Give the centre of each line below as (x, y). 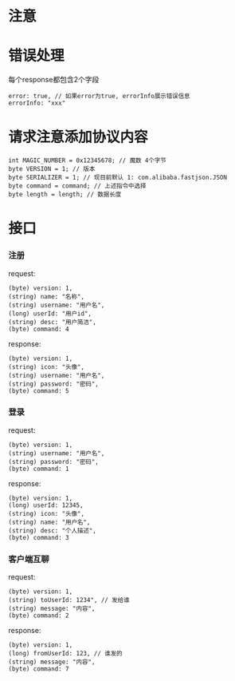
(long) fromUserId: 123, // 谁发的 (65, 654)
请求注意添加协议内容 (78, 137)
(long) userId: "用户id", (50, 313)
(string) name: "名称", (47, 296)
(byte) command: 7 (39, 669)
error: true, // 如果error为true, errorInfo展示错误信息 (99, 97)
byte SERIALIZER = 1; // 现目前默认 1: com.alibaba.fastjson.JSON (117, 178)
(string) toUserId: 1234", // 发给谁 (69, 600)
